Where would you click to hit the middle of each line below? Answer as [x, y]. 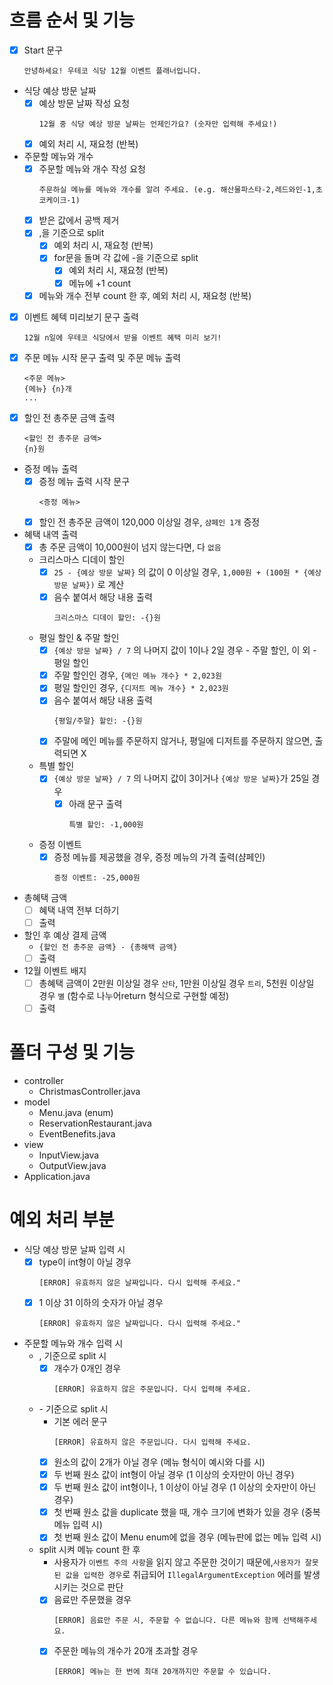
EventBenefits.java [77, 1133]
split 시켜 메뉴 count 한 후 [89, 1550]
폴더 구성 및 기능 [72, 1052]
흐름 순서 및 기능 [72, 20]
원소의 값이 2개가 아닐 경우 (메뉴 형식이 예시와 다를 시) [159, 1462]
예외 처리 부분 [62, 1220]
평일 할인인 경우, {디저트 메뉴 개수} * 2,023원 [141, 688]
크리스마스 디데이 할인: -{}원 [107, 618]
